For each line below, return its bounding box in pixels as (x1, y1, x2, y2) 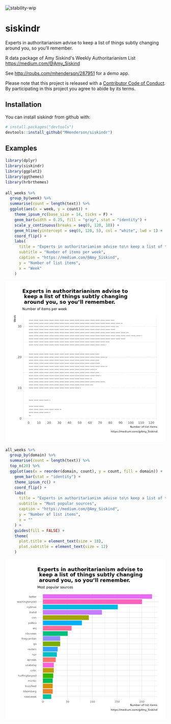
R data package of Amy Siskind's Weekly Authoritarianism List (5, 55, 136, 61)
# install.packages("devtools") (5, 124, 74, 130)
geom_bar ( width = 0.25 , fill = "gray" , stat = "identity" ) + (14, 217, 147, 222)
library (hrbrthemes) (5, 179, 49, 185)
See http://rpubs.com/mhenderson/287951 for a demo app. (5, 70, 130, 76)
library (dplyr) (5, 158, 38, 163)
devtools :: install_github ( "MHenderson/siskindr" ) (5, 130, 113, 135)
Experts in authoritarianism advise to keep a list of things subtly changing (5, 39, 159, 45)
